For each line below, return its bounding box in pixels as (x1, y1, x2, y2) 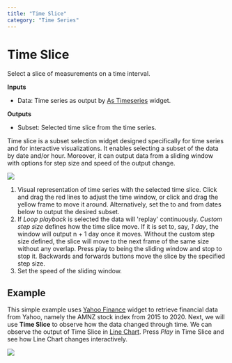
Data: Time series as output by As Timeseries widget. (17, 97, 171, 105)
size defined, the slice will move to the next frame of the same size (17, 237, 209, 245)
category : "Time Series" (7, 17, 79, 24)
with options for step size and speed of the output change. (7, 159, 176, 168)
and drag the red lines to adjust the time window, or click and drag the (17, 193, 219, 202)
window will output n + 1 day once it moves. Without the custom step (17, 230, 215, 239)
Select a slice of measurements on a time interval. (7, 70, 151, 78)
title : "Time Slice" (7, 10, 68, 17)
